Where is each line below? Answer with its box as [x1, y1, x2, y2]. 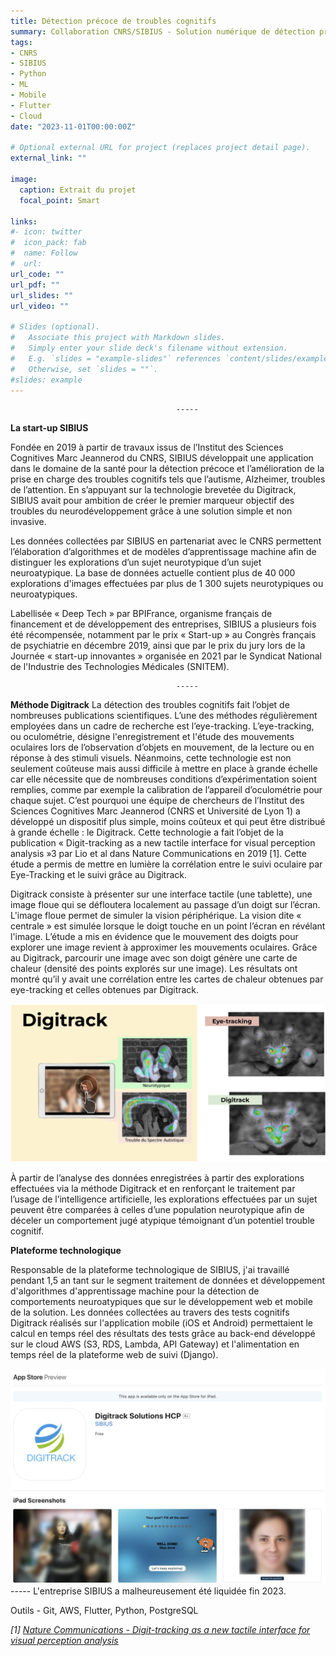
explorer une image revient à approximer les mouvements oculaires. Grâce [10, 941, 318, 954]
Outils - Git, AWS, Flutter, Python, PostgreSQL [10, 1605, 199, 1617]
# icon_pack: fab [10, 238, 87, 248]
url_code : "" [10, 269, 65, 279]
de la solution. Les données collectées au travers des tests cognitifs [10, 1306, 290, 1318]
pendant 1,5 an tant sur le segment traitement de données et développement [10, 1274, 326, 1286]
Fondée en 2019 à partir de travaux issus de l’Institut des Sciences [10, 441, 284, 454]
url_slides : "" [10, 290, 74, 300]
